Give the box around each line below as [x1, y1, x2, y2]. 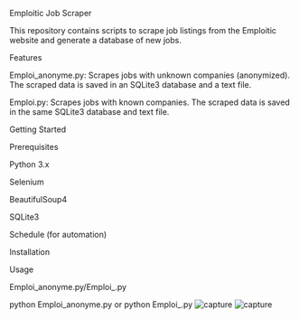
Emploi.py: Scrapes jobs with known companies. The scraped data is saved [9, 97, 291, 108]
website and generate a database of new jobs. [9, 35, 182, 45]
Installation [9, 247, 51, 257]
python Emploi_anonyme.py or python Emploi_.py [9, 299, 193, 310]
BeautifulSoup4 [9, 194, 68, 204]
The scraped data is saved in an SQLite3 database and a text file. [9, 80, 252, 89]
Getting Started [9, 124, 67, 135]
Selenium [9, 176, 44, 187]
